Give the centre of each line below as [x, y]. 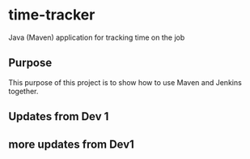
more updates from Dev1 [72, 144]
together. [23, 91]
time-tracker [52, 15]
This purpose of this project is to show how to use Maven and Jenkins [125, 82]
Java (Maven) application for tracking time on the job [97, 37]
